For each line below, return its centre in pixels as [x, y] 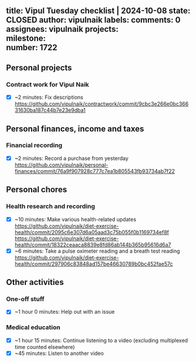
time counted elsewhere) [45, 347]
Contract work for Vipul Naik [48, 84]
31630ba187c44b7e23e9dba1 [50, 110]
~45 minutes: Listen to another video [59, 353]
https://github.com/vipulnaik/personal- [61, 165]
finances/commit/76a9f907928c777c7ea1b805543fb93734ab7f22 [94, 171]
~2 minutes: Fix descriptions [49, 97]
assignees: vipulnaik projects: [62, 29]
